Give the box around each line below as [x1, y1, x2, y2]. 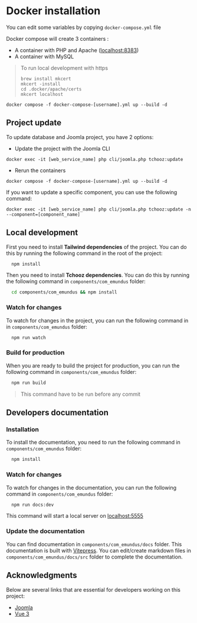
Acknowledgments [6, 570, 78, 580]
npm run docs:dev [11, 502, 54, 508]
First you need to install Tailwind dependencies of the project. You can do [6, 243, 187, 250]
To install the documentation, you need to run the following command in [6, 439, 181, 446]
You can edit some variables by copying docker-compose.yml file [6, 24, 161, 31]
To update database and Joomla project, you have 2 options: [6, 133, 154, 140]
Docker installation [6, 4, 101, 18]
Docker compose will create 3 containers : [6, 35, 109, 42]
